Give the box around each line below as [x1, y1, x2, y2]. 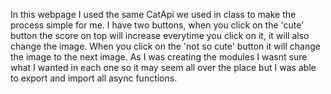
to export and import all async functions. [10, 72, 178, 84]
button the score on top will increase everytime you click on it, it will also [10, 30, 310, 41]
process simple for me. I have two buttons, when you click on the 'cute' [10, 19, 305, 31]
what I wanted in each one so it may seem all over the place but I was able [10, 62, 317, 73]
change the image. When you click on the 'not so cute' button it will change [10, 40, 321, 52]
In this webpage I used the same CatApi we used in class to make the [10, 9, 297, 20]
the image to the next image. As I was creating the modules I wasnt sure [10, 51, 308, 63]
